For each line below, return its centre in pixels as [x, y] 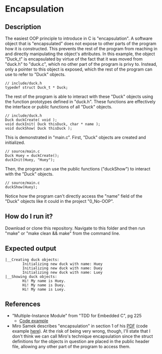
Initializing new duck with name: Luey [63, 272]
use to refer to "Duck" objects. [36, 74]
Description [23, 27]
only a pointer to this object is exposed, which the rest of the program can [79, 69]
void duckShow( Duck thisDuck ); [39, 128]
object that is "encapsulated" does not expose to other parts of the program [81, 44]
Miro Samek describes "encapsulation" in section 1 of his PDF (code [80, 326]
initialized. [15, 142]
